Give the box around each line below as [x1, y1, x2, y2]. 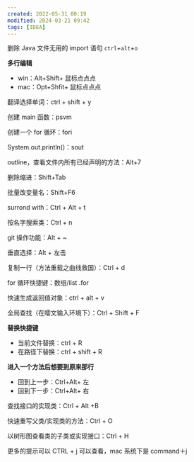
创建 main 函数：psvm [7, 113, 72, 121]
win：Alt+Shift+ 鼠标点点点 [17, 74, 97, 82]
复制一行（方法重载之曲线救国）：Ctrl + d [7, 264, 126, 272]
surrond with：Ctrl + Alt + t [7, 203, 86, 212]
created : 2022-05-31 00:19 [7, 10, 87, 18]
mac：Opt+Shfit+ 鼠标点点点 [17, 83, 102, 91]
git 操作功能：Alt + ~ [7, 233, 67, 242]
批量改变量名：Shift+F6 [7, 188, 75, 197]
